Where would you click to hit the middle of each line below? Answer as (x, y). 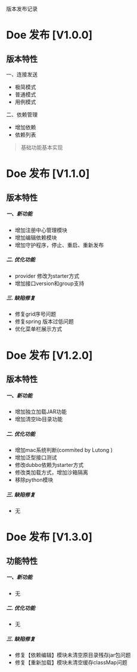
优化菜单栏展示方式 (38, 329)
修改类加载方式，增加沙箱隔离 (51, 472)
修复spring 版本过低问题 (44, 321)
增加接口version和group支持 (49, 283)
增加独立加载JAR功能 (41, 412)
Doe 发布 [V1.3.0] (49, 537)
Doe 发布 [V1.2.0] (49, 355)
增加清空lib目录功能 (39, 419)
